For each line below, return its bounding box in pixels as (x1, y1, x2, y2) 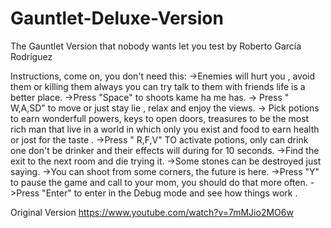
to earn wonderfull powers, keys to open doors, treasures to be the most (10, 112, 310, 124)
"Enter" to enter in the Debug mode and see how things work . (41, 187, 298, 199)
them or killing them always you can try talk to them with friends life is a (10, 80, 306, 92)
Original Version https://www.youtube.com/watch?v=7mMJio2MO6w (10, 206, 294, 218)
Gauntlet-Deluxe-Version (10, 7, 224, 30)
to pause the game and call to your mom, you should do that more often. (10, 176, 308, 188)
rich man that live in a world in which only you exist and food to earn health (10, 123, 320, 135)
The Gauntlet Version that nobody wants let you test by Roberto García (10, 40, 302, 52)
